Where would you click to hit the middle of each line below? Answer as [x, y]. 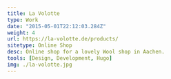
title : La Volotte [33, 13]
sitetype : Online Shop [40, 45]
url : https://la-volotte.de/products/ [63, 39]
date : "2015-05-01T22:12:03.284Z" [57, 26]
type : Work [23, 20]
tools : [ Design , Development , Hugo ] [60, 58]
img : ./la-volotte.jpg [40, 65]
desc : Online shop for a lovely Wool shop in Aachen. [86, 52]
